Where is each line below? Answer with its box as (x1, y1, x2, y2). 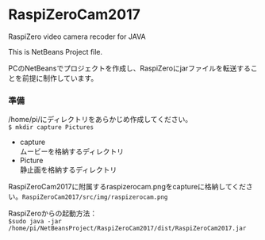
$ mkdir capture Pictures (8, 124, 94, 131)
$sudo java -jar (8, 218, 62, 226)
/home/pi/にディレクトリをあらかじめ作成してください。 (8, 115, 193, 124)
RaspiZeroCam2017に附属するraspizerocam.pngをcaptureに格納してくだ (8, 182, 247, 192)
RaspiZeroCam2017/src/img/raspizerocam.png (22, 193, 168, 201)
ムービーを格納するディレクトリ (19, 147, 125, 156)
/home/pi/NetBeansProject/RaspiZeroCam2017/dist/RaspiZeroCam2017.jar (8, 224, 247, 233)
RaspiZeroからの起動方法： (8, 208, 98, 219)
